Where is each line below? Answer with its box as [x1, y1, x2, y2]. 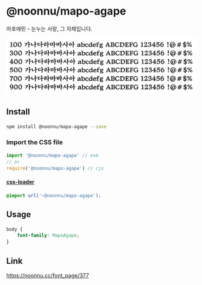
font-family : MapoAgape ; [17, 232, 80, 239]
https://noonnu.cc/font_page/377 [6, 272, 90, 279]
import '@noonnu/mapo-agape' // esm [6, 153, 99, 159]
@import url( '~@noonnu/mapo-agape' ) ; [6, 192, 102, 198]
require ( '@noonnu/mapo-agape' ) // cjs [6, 165, 104, 171]
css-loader [6, 178, 34, 186]
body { [6, 226, 23, 232]
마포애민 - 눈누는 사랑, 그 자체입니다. [6, 25, 93, 32]
